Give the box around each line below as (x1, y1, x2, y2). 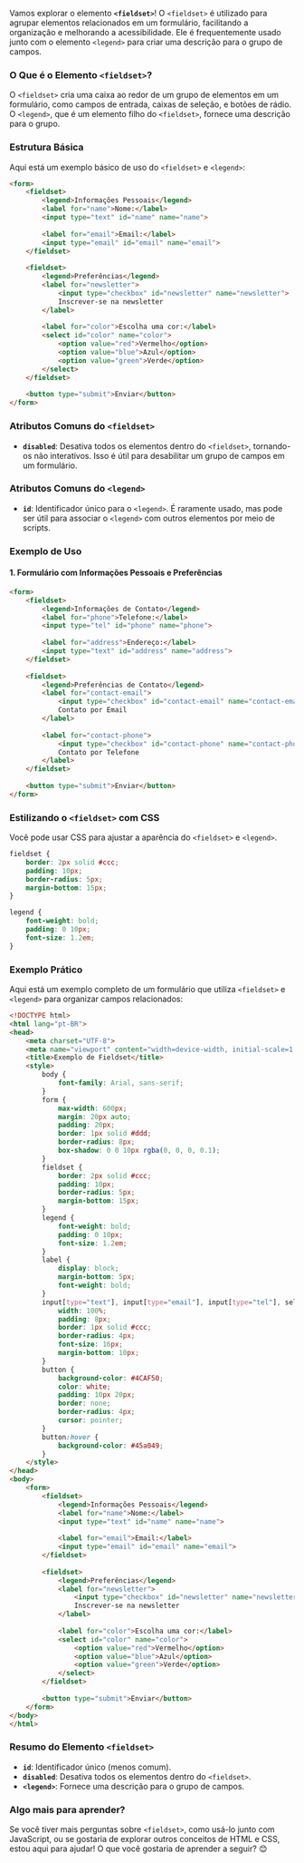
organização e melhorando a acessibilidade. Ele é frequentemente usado (9, 27, 282, 37)
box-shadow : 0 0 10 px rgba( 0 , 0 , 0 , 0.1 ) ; (57, 1146, 221, 1156)
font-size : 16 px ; (57, 1340, 124, 1350)
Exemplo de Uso (9, 544, 82, 557)
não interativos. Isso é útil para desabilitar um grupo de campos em (33, 450, 285, 461)
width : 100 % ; (57, 1306, 107, 1315)
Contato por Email (57, 706, 128, 715)
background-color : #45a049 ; (57, 1441, 165, 1450)
